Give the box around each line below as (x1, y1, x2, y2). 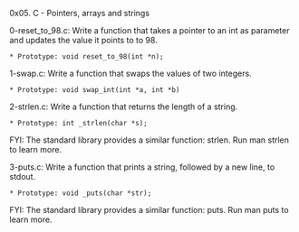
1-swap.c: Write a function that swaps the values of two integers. (9, 68, 252, 79)
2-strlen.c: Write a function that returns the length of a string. (9, 101, 238, 112)
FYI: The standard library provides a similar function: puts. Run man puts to (9, 205, 289, 215)
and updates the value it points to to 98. (9, 35, 159, 45)
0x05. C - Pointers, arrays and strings (9, 8, 150, 18)
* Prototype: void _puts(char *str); (9, 189, 152, 198)
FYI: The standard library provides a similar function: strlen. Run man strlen (9, 135, 290, 145)
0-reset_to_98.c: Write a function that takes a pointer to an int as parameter (9, 25, 290, 35)
